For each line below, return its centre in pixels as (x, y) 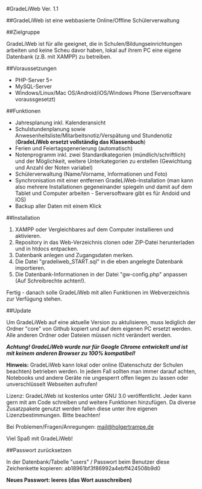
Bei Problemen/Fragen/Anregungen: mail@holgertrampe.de (80, 427)
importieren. (30, 268)
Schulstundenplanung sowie (50, 129)
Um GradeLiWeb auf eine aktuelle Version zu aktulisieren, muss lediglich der (101, 322)
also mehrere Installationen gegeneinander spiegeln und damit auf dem (103, 187)
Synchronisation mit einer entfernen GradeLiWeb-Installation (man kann (104, 180)
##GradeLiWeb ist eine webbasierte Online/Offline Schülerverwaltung (93, 20)
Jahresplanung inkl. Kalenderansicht (60, 123)
